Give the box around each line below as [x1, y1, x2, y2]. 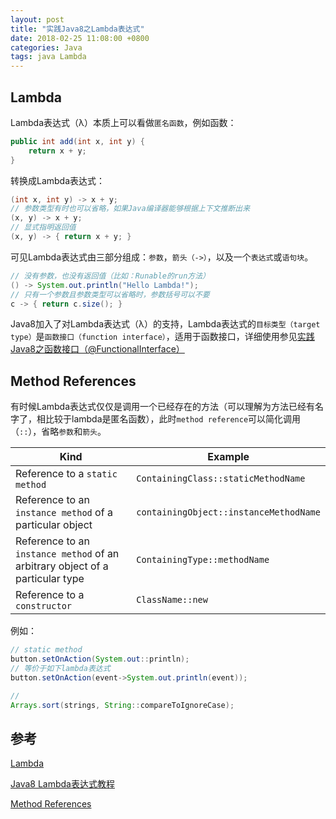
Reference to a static [15, 467, 118, 481]
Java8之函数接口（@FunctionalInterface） [10, 343, 185, 355]
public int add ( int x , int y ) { [10, 136, 145, 146]
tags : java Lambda [10, 52, 87, 62]
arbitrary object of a [15, 559, 109, 573]
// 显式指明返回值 [10, 222, 77, 233]
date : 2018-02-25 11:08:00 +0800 [10, 33, 150, 43]
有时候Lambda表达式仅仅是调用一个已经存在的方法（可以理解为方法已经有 [10, 401, 316, 413]
